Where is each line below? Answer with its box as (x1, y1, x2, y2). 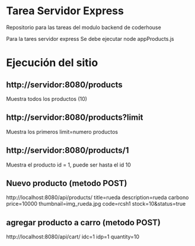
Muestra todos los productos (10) (6, 95, 88, 102)
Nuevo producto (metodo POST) (6, 178, 127, 188)
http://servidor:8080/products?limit (6, 113, 143, 123)
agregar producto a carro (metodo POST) (6, 218, 161, 228)
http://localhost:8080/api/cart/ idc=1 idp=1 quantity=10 (6, 233, 140, 241)
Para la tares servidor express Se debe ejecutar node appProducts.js (6, 35, 174, 42)
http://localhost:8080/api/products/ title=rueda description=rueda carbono (6, 194, 189, 201)
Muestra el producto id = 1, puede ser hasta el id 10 (6, 161, 132, 168)
